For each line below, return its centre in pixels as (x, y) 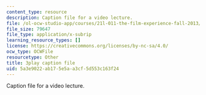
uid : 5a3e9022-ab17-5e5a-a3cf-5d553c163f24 (63, 69)
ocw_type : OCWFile (30, 52)
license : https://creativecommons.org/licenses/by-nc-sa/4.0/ (87, 46)
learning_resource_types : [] (44, 40)
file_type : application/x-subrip (49, 35)
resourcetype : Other (33, 57)
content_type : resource (37, 12)
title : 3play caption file (41, 63)
